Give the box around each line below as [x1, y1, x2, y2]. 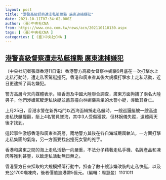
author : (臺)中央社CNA [5, 21, 49, 26]
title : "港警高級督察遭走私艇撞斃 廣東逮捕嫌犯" [5, 12, 94, 17]
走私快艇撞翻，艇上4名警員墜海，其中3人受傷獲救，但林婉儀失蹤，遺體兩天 [5, 114, 158, 120]
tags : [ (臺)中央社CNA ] [5, 30, 53, 35]
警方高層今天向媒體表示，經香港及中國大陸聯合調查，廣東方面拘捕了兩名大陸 [5, 90, 161, 96]
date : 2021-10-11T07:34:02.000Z [5, 16, 72, 21]
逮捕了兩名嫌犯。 [13, 80, 48, 86]
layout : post [5, 7, 32, 12]
